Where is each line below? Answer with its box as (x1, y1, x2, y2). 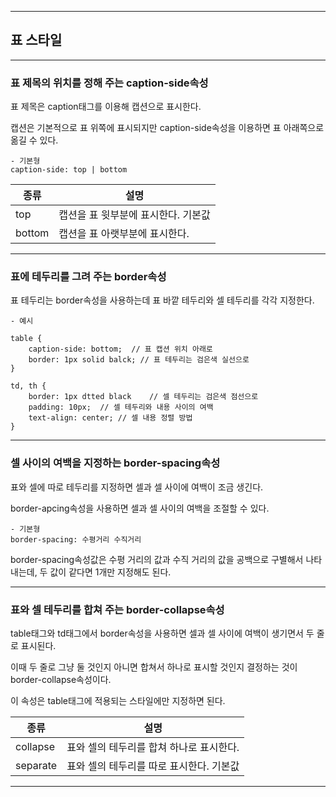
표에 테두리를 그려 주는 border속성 (10, 270, 167, 284)
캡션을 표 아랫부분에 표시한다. (58, 227, 190, 241)
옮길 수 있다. (10, 134, 59, 146)
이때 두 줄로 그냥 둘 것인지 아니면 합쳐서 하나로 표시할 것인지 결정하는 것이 (10, 661, 298, 673)
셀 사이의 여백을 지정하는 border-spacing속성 (10, 456, 221, 470)
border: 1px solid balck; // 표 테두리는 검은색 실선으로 (28, 355, 250, 365)
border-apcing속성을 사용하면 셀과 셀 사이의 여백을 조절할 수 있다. (10, 502, 270, 514)
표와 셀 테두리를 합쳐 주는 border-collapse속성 (10, 602, 225, 616)
